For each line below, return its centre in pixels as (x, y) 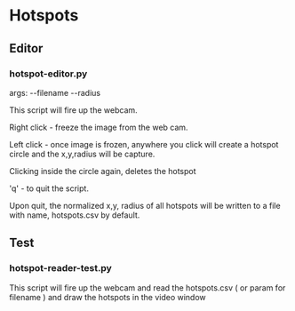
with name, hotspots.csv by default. (75, 215)
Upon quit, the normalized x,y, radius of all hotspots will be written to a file (145, 205)
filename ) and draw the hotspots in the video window (108, 297)
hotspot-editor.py (48, 74)
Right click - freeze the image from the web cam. (99, 127)
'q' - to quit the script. (49, 188)
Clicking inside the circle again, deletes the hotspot (103, 171)
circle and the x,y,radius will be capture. (82, 154)
